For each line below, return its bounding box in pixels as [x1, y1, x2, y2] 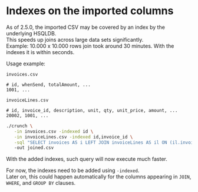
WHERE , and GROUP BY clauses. [6, 180, 76, 187]
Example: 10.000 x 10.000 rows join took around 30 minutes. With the [6, 42, 174, 49]
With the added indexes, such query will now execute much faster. [6, 155, 168, 163]
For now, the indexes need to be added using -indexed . [6, 167, 140, 174]
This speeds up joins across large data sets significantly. [6, 36, 144, 43]
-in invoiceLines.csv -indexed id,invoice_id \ [14, 134, 133, 140]
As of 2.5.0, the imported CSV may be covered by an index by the [6, 24, 165, 31]
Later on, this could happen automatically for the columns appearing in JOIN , [6, 173, 192, 180]
